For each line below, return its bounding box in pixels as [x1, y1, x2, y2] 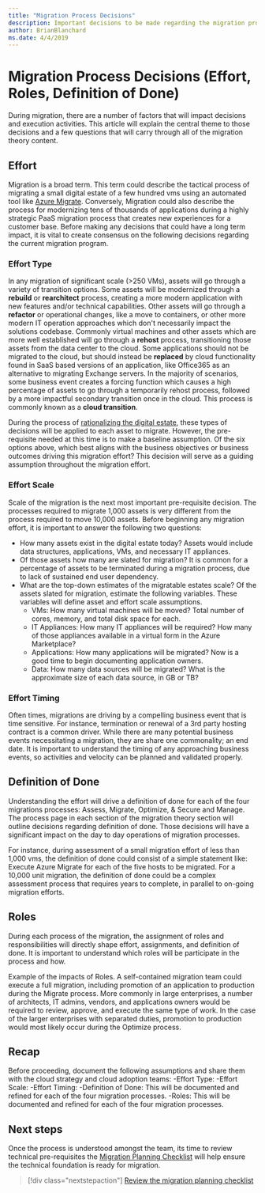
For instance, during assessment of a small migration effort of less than [8, 845, 240, 854]
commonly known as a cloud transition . [8, 403, 138, 412]
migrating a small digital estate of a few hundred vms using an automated [8, 188, 247, 198]
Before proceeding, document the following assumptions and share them [8, 1066, 246, 1076]
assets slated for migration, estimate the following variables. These [19, 589, 238, 598]
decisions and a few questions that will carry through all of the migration [8, 127, 243, 137]
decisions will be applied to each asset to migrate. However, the [8, 426, 215, 436]
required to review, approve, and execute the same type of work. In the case [8, 1006, 256, 1015]
